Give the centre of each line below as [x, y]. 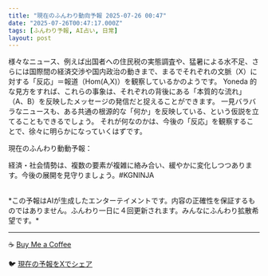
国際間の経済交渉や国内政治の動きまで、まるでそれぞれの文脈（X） [140, 72]
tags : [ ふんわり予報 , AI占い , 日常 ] [63, 30]
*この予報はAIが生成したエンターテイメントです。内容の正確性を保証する [128, 201]
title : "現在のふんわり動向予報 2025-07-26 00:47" [87, 16]
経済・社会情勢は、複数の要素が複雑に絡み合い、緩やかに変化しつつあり [127, 165]
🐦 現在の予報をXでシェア [51, 264]
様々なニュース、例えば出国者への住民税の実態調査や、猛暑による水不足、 [130, 61]
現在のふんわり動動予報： [50, 148]
